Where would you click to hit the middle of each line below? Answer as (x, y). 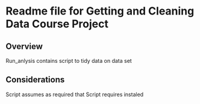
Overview (24, 46)
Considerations (35, 80)
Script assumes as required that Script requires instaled (75, 94)
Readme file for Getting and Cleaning (100, 11)
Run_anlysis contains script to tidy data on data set (69, 61)
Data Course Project (57, 24)
